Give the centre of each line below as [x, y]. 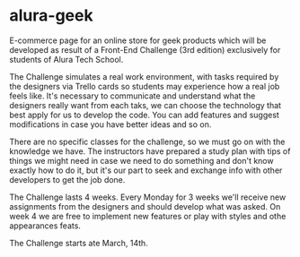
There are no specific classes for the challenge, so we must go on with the [147, 141]
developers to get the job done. [67, 179]
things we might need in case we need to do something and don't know [141, 160]
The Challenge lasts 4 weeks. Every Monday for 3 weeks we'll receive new [148, 197]
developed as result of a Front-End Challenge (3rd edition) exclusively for [145, 49]
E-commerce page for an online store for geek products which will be [138, 40]
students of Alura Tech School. [66, 59]
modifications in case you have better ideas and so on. [110, 124]
